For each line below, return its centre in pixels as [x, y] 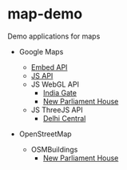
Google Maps [41, 51]
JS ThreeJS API [57, 110]
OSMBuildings [54, 149]
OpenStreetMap [46, 134]
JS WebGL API [55, 84]
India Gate [60, 92]
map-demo [45, 14]
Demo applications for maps [54, 36]
